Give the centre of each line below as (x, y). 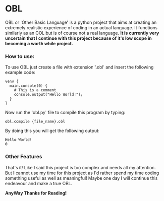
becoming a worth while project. (39, 43)
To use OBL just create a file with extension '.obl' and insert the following (79, 67)
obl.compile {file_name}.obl (35, 122)
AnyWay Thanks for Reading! (36, 193)
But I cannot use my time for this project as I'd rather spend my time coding (82, 173)
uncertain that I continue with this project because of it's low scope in (79, 38)
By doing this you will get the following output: (53, 131)
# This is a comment (35, 90)
